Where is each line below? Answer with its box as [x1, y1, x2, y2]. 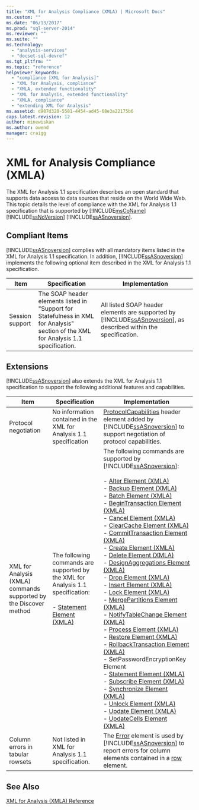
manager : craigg [6, 130, 46, 137]
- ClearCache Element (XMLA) [103, 521, 190, 530]
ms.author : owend [6, 125, 49, 131]
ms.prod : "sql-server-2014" [6, 25, 76, 31]
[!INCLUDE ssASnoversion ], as [100, 316, 185, 324]
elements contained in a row [103, 754, 182, 762]
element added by [103, 415, 154, 424]
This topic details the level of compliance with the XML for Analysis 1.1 [6, 200, 176, 208]
